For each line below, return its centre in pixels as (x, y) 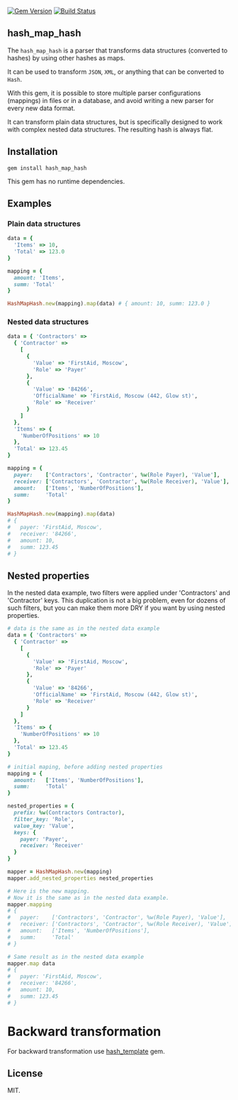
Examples (29, 203)
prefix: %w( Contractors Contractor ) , (69, 813)
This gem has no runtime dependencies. (66, 181)
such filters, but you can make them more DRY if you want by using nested (116, 608)
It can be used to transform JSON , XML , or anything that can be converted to (116, 72)
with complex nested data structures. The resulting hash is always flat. (110, 129)
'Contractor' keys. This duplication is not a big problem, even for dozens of (117, 601)
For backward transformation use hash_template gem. (86, 1051)
